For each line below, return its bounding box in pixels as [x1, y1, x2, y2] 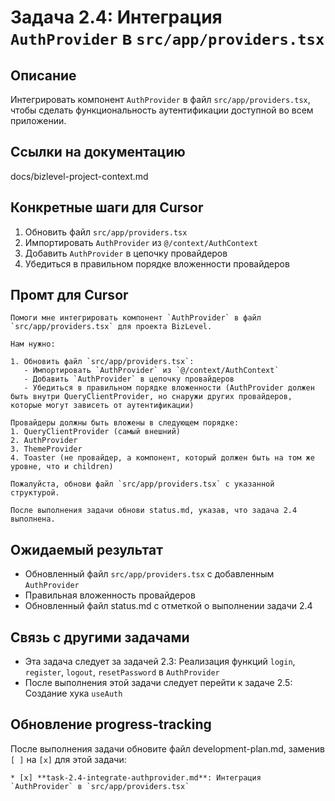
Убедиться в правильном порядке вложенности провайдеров [24, 257, 290, 270]
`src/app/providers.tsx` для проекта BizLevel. [10, 322, 213, 332]
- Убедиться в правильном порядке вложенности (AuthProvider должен [23, 383, 315, 393]
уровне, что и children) [10, 462, 114, 472]
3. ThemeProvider [10, 444, 83, 455]
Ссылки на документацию [10, 144, 186, 161]
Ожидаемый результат [10, 541, 163, 558]
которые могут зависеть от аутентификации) [10, 401, 195, 411]
